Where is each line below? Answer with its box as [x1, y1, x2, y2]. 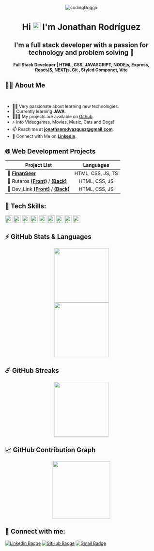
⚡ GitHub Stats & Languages [5, 233, 92, 241]
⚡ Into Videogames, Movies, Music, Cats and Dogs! [12, 119, 115, 125]
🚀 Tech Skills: [5, 202, 46, 210]
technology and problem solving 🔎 [29, 48, 134, 57]
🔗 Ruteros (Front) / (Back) [7, 177, 67, 184]
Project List [25, 161, 52, 168]
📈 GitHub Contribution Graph [5, 446, 96, 454]
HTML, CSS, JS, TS [74, 170, 118, 176]
